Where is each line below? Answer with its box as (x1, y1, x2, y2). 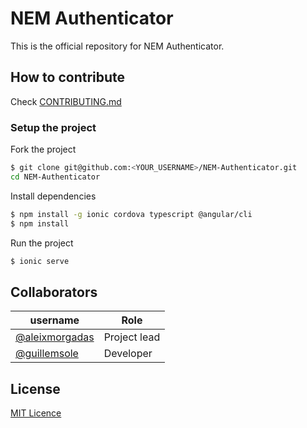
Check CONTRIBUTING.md (10, 95, 122, 107)
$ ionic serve (10, 256, 70, 266)
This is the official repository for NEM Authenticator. (10, 40, 225, 52)
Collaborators (10, 283, 98, 301)
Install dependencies (10, 190, 97, 202)
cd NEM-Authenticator (10, 172, 101, 182)
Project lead (103, 330, 161, 344)
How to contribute (10, 69, 126, 86)
